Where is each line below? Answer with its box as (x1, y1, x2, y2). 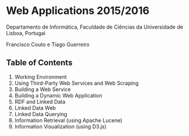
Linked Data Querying (14, 110, 67, 117)
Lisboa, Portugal (6, 29, 46, 36)
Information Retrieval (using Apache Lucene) (14, 117, 123, 124)
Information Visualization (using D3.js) (14, 123, 107, 130)
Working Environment (14, 73, 67, 80)
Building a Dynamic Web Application (14, 92, 102, 99)
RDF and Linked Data (14, 98, 66, 105)
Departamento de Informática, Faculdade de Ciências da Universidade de (6, 23, 183, 30)
